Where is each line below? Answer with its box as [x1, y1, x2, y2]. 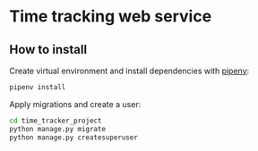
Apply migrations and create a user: [9, 98, 142, 109]
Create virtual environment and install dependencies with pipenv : [9, 65, 250, 76]
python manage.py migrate [9, 124, 106, 133]
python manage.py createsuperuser [9, 132, 139, 142]
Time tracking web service [9, 6, 212, 27]
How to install [9, 42, 88, 57]
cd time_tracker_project [9, 116, 102, 125]
